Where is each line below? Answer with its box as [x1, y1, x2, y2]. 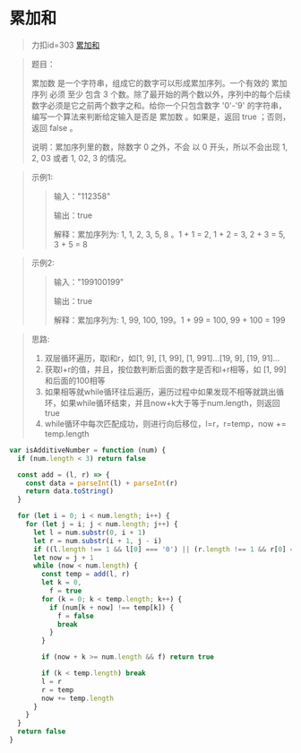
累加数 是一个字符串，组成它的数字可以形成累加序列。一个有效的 [30, 77, 270, 88]
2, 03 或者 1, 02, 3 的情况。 [30, 152, 132, 163]
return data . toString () [25, 487, 115, 496]
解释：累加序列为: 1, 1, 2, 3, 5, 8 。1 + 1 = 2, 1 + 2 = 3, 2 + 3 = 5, [53, 229, 286, 239]
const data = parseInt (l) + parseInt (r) [25, 479, 178, 488]
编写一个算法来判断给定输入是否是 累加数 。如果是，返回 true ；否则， [30, 111, 291, 122]
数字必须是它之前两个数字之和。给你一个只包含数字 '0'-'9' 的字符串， [30, 100, 287, 110]
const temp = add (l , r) [41, 570, 130, 579]
